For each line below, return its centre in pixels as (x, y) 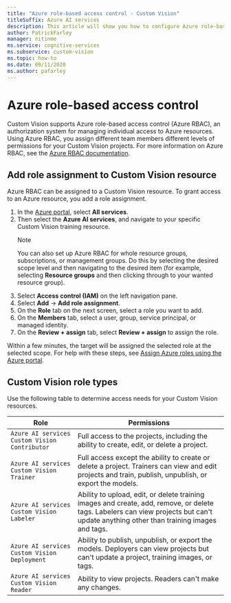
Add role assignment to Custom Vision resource (112, 175)
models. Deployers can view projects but (143, 549)
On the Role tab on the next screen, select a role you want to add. (110, 311)
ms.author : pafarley (37, 71)
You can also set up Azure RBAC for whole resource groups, (102, 253)
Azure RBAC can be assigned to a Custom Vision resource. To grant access (114, 191)
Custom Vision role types (63, 382)
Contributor (30, 447)
